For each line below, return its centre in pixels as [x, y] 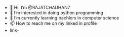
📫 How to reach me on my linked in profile [53, 23]
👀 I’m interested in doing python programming [57, 13]
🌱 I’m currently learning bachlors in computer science [64, 18]
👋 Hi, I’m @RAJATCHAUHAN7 [40, 8]
